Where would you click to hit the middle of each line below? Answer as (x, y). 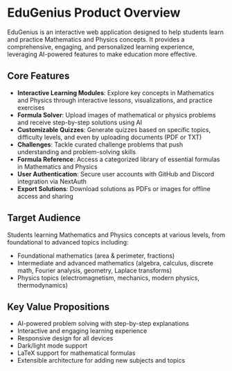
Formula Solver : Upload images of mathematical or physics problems (116, 115)
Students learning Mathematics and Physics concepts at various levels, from (116, 235)
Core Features (38, 76)
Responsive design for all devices (65, 338)
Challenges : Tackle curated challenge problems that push (100, 145)
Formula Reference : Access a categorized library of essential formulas (118, 159)
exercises (31, 107)
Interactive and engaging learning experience (82, 331)
